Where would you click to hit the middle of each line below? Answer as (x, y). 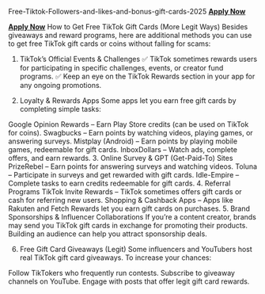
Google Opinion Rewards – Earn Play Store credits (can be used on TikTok (129, 124)
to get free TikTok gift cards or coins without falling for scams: (110, 44)
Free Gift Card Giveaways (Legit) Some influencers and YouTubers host (136, 249)
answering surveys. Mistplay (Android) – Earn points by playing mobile (123, 141)
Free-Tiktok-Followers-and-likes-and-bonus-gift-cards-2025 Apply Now (127, 11)
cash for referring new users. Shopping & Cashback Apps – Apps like (121, 200)
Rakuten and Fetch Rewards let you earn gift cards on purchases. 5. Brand (129, 208)
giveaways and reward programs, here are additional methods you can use (130, 35)
